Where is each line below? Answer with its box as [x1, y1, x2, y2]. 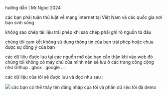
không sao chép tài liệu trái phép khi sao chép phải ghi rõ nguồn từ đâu [5, 29, 152, 35]
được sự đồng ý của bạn [5, 44, 55, 50]
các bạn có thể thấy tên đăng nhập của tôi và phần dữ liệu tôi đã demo [11, 85, 157, 90]
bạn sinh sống [5, 20, 34, 25]
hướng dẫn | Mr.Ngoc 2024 [5, 5, 61, 10]
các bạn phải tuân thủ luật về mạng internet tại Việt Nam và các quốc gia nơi [5, 14, 162, 20]
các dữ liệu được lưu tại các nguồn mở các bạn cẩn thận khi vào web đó [5, 54, 153, 60]
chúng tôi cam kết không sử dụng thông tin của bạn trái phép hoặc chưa [5, 39, 154, 45]
